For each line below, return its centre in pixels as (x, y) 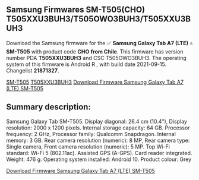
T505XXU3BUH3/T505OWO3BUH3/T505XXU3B (99, 19)
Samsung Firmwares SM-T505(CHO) (76, 10)
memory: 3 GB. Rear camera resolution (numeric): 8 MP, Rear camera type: (98, 140)
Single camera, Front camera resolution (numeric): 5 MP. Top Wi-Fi (88, 146)
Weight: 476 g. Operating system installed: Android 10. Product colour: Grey (99, 159)
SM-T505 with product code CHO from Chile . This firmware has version (95, 51)
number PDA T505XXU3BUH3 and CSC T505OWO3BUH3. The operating (97, 58)
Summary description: (48, 107)
